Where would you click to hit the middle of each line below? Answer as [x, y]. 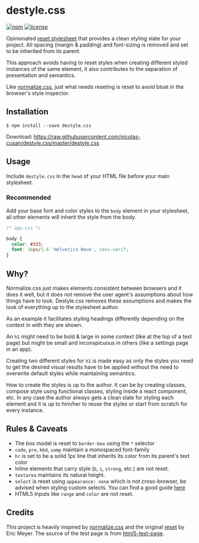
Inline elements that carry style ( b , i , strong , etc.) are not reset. [92, 469]
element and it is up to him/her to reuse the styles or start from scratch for [97, 404]
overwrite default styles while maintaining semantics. [71, 373]
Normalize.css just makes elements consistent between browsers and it [94, 288]
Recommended [29, 198]
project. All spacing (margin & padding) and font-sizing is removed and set [97, 45]
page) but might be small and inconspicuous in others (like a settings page [97, 343]
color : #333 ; [28, 244]
